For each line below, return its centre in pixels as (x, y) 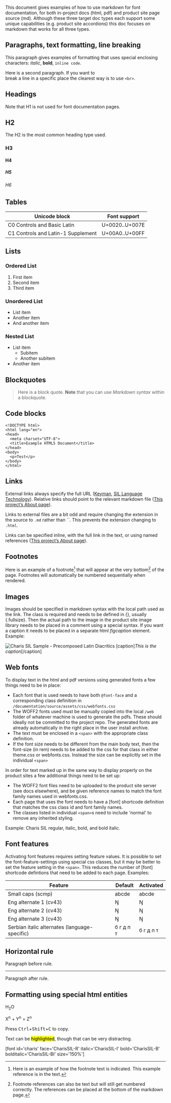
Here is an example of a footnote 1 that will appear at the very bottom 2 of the (85, 569)
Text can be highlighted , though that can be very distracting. (69, 1039)
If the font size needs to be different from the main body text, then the (86, 744)
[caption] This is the (136, 646)
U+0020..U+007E (123, 225)
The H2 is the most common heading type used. (56, 135)
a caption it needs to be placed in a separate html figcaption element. (78, 630)
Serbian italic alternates (36, 927)
